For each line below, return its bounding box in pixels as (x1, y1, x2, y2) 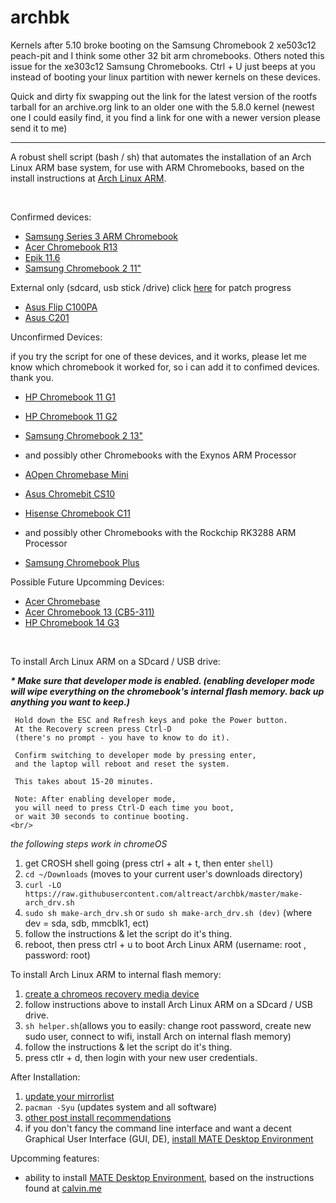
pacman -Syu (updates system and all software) (24, 1101, 218, 1113)
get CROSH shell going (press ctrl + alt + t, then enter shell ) (24, 857, 274, 869)
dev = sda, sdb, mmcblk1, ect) (24, 917, 150, 929)
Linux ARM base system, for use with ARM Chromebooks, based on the (10, 161, 305, 173)
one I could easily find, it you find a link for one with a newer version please (10, 111, 321, 123)
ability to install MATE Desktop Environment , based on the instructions (24, 1171, 315, 1183)
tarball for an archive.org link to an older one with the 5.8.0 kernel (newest (10, 101, 315, 113)
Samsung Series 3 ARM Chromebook (24, 230, 179, 242)
